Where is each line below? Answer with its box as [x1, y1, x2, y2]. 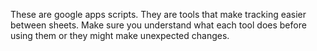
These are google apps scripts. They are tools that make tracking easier [10, 9, 307, 20]
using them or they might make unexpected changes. [10, 30, 230, 41]
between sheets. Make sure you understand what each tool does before [10, 19, 307, 31]
